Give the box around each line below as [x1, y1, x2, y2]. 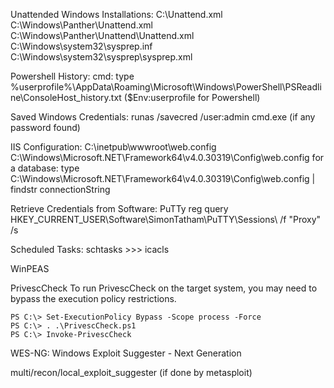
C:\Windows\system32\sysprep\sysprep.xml [10, 51, 193, 63]
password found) [10, 122, 81, 133]
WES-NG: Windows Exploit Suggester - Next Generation [10, 347, 242, 359]
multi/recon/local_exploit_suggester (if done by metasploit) [10, 367, 253, 378]
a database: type [10, 162, 80, 174]
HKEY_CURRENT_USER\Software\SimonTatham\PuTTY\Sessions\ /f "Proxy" [10, 214, 322, 225]
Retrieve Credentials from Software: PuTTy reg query [10, 203, 229, 214]
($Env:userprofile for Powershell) [123, 92, 261, 103]
